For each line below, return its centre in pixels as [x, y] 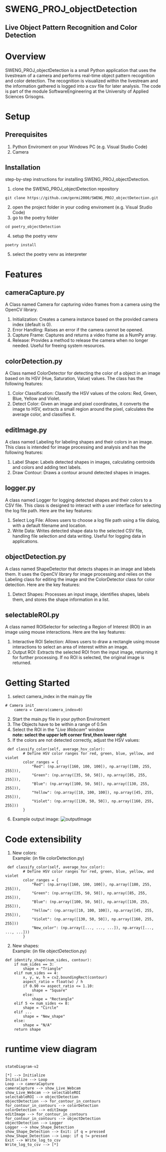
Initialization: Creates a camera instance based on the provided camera [85, 319]
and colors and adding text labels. [47, 467]
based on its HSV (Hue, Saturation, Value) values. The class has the [74, 379]
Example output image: [36, 819]
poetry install [21, 245]
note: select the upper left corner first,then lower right [69, 735]
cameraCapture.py [35, 293]
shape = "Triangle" [43, 969]
